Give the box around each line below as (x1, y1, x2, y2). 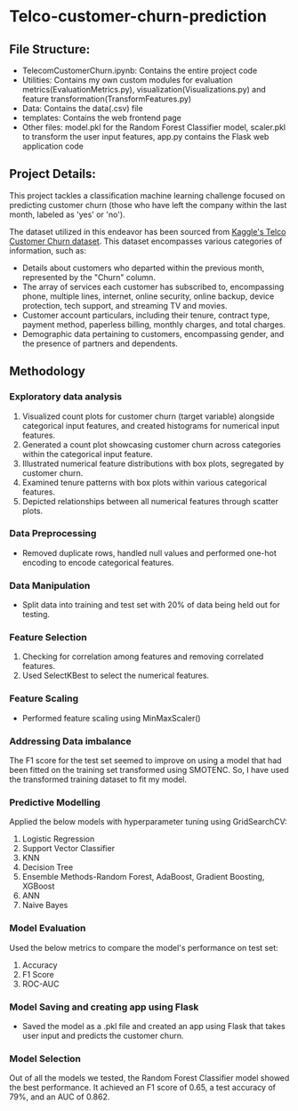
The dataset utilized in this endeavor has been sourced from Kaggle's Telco (9, 226, 286, 237)
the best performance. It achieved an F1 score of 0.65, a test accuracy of (9, 1083, 276, 1093)
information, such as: (9, 245, 87, 255)
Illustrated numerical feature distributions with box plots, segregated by (21, 458, 285, 469)
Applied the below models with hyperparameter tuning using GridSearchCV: (9, 817, 287, 827)
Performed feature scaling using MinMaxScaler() (21, 712, 202, 723)
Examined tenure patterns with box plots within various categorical (21, 477, 267, 487)
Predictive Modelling (9, 796, 101, 809)
